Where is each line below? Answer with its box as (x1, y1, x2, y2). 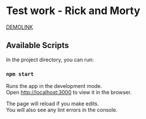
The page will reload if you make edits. (6, 100, 99, 107)
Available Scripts (6, 40, 69, 50)
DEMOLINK (6, 23, 33, 30)
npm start (6, 70, 34, 77)
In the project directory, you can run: (6, 56, 94, 63)
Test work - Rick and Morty (6, 4, 141, 18)
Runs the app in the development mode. (6, 83, 102, 90)
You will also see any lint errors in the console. (6, 107, 118, 114)
